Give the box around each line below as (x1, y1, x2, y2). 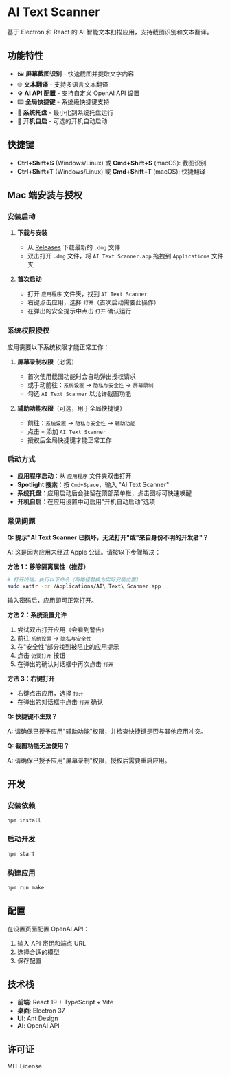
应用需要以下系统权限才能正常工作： (7, 342, 110, 351)
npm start (7, 850, 36, 858)
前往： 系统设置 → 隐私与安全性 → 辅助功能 (27, 418, 136, 427)
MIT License (7, 1062, 43, 1070)
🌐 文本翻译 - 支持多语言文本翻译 (16, 80, 108, 88)
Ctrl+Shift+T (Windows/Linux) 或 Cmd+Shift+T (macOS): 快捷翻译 (16, 167, 206, 176)
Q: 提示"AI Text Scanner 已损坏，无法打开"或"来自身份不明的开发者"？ (7, 533, 209, 541)
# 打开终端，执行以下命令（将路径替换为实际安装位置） (7, 577, 141, 583)
